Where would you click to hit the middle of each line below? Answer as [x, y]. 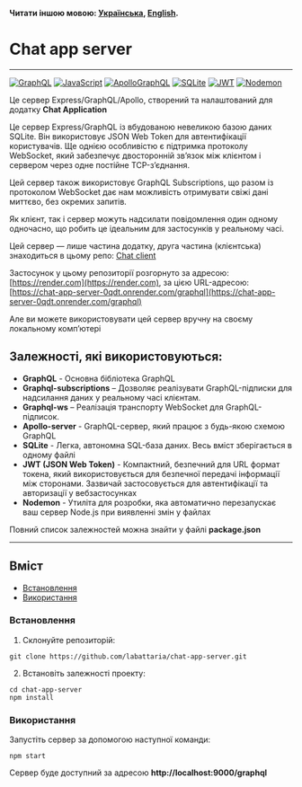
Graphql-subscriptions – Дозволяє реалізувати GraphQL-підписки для [157, 388]
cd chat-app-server [46, 690]
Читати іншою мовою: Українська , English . [94, 13]
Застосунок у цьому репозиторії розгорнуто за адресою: [119, 272]
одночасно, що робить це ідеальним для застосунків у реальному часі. [147, 228]
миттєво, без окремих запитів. [68, 201]
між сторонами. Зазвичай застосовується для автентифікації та [145, 483]
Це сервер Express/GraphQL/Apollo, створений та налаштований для [141, 100]
